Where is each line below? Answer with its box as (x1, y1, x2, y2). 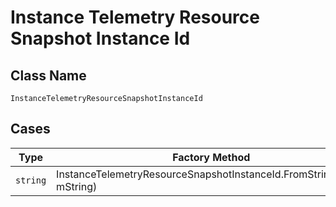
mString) (56, 179, 98, 193)
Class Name (10, 67, 87, 84)
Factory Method (172, 150, 251, 164)
